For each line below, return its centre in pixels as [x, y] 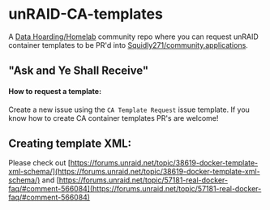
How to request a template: [55, 91]
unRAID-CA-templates [86, 14]
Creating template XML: [70, 143]
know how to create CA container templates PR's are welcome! [114, 118]
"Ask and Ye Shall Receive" [79, 71]
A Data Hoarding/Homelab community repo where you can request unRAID [133, 36]
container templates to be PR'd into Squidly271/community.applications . [129, 45]
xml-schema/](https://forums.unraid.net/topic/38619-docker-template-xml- [135, 172]
